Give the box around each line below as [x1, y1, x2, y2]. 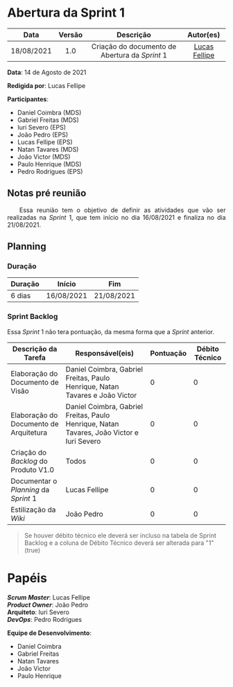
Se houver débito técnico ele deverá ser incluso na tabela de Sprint [24, 531, 216, 539]
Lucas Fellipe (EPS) [17, 137, 73, 146]
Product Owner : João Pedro [7, 600, 89, 609]
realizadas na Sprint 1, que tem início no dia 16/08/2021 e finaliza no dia [7, 213, 226, 221]
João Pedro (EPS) [17, 130, 69, 139]
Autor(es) [187, 30, 221, 40]
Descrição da [12, 344, 58, 354]
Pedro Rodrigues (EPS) [17, 167, 83, 175]
